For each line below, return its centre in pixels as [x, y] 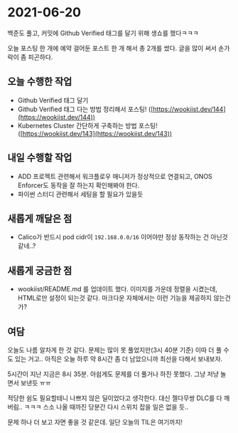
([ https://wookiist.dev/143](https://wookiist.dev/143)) [95, 133]
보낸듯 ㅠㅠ [36, 383]
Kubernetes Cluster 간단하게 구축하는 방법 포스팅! [87, 125]
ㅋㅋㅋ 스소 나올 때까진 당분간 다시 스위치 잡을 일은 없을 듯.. [106, 407]
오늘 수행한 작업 [40, 82]
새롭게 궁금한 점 [40, 270]
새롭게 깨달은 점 [40, 218]
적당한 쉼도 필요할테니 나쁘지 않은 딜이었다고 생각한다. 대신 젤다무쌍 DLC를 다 [115, 398]
